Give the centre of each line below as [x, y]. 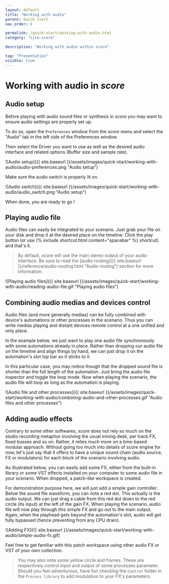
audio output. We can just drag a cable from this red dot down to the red [80, 499]
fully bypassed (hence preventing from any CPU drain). [63, 520]
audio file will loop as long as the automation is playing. [63, 383]
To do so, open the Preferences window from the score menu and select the [84, 131]
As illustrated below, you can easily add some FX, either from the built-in [81, 468]
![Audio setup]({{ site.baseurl [35, 161]
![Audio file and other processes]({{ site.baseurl [55, 392]
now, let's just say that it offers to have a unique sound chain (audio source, [84, 452]
